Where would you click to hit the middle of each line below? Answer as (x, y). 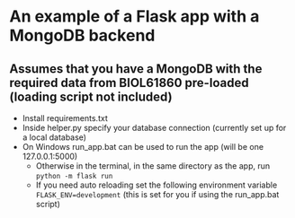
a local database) (54, 137)
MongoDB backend (82, 35)
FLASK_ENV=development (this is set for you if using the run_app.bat (157, 194)
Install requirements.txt (65, 118)
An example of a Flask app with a (134, 17)
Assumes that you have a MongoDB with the (136, 69)
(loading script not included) (91, 96)
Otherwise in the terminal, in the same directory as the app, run (153, 166)
